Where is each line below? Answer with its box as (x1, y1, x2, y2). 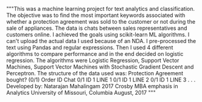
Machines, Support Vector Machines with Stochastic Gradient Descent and (6, 63, 194, 70)
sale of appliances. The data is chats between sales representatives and (6, 24, 187, 32)
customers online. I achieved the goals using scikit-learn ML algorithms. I (6, 31, 190, 38)
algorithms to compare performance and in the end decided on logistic (6, 50, 184, 57)
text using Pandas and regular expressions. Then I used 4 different (6, 44, 173, 51)
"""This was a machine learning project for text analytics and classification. (6, 5, 195, 12)
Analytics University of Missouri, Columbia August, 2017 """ (6, 89, 156, 96)
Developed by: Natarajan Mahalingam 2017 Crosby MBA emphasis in (6, 83, 178, 90)
